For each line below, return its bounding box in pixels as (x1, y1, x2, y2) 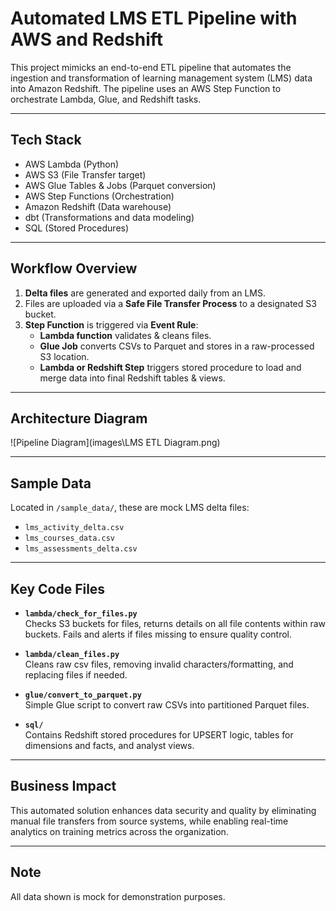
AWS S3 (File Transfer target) (24, 168, 147, 181)
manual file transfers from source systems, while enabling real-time (10, 815, 289, 827)
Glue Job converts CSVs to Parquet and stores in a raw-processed (39, 340, 315, 352)
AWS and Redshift (10, 28, 164, 51)
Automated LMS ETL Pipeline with (10, 7, 298, 30)
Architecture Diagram (10, 410, 148, 427)
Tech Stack (10, 132, 82, 149)
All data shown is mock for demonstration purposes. (10, 890, 226, 902)
